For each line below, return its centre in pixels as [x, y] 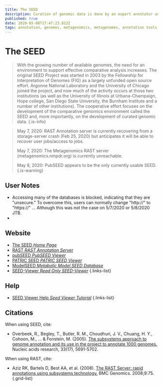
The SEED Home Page [34, 245]
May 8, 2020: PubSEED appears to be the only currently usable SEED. [87, 165]
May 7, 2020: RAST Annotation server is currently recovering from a [85, 131]
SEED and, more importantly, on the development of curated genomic [86, 116]
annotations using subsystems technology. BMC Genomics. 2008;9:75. [83, 373]
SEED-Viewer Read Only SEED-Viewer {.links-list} [62, 271]
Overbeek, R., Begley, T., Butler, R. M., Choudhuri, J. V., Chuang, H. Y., [82, 334]
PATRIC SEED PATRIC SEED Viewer [47, 260]
